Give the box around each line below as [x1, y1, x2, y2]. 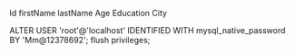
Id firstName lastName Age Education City [9, 8, 168, 18]
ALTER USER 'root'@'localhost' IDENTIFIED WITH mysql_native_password [9, 25, 286, 35]
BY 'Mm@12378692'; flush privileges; [9, 35, 151, 45]
